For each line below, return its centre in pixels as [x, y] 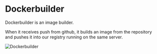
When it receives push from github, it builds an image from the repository [78, 32]
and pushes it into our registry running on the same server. [64, 37]
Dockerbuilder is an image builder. [39, 22]
